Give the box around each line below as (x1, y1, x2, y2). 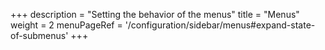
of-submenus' (10, 30, 69, 41)
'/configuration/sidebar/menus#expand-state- (124, 19, 316, 31)
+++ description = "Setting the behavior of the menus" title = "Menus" (10, 9, 300, 20)
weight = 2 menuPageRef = (10, 19, 123, 31)
